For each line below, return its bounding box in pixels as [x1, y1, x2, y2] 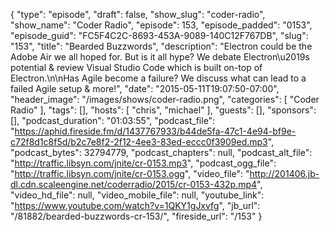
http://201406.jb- [249, 168, 320, 179]
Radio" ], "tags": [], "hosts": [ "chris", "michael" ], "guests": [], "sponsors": [10, 104, 317, 116]
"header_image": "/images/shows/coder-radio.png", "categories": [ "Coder [10, 94, 320, 105]
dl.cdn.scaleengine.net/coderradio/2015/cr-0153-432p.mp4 [10, 179, 258, 190]
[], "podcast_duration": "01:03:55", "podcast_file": [10, 115, 216, 126]
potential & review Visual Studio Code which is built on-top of [10, 62, 263, 73]
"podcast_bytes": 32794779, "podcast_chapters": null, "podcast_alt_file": [10, 147, 313, 158]
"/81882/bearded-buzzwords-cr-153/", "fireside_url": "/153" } [10, 210, 263, 222]
